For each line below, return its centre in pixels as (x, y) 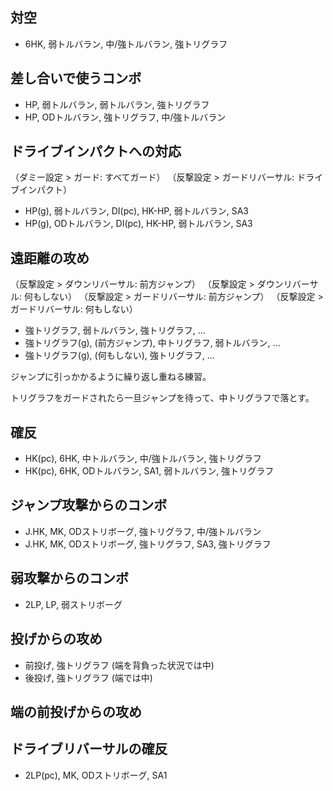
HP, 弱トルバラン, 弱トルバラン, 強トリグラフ (117, 104)
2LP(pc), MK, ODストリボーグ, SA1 (96, 775)
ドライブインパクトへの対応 (96, 151)
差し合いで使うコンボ (76, 78)
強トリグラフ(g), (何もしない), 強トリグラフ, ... (119, 355)
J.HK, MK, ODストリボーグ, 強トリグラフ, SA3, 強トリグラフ (148, 544)
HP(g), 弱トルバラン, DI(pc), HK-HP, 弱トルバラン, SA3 (136, 211)
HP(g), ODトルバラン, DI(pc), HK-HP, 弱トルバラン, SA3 (138, 224)
